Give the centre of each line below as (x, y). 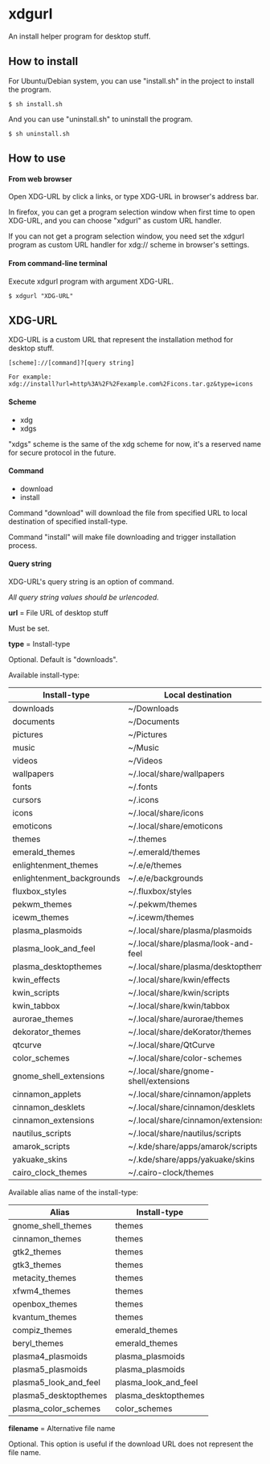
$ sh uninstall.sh (39, 133)
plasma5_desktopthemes (60, 1395)
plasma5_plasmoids (50, 1369)
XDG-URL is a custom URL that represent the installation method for (121, 340)
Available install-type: (44, 675)
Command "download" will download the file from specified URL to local (128, 513)
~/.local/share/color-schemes (185, 1057)
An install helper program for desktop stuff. (80, 36)
